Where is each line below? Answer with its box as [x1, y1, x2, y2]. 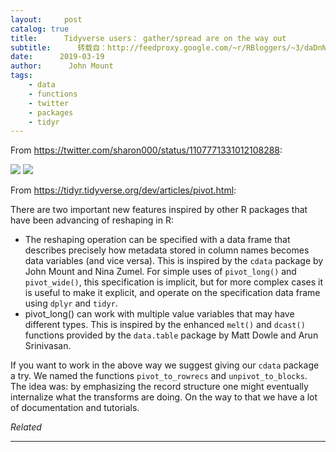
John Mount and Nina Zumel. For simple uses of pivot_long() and [24, 266, 297, 278]
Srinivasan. [24, 340, 72, 352]
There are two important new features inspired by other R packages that [10, 204, 308, 216]
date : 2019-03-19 [10, 52, 105, 62]
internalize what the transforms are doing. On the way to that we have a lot [10, 391, 318, 403]
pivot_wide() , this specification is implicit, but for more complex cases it [24, 276, 324, 288]
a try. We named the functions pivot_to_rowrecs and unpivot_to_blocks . [10, 370, 308, 382]
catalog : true [10, 24, 70, 34]
